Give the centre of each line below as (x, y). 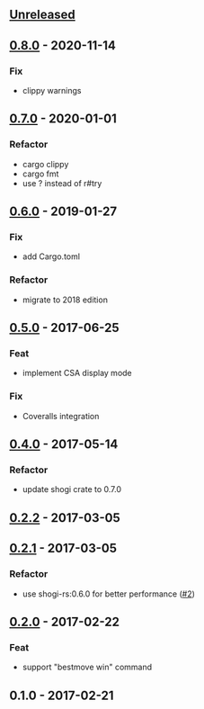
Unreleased (43, 15)
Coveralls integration (61, 416)
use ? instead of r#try (62, 183)
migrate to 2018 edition (65, 300)
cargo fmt (40, 174)
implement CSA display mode (77, 373)
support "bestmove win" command (87, 667)
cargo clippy (45, 164)
